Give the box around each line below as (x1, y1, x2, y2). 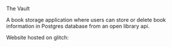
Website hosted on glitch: (6, 34, 69, 41)
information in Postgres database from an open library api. (6, 23, 150, 29)
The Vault (6, 5, 30, 12)
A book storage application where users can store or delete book (6, 16, 166, 23)
